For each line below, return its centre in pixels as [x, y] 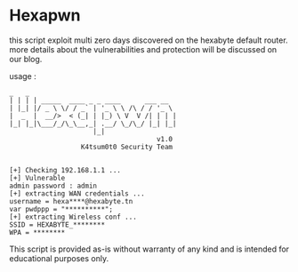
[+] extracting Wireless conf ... [73, 217]
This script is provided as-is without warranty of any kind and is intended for [149, 249]
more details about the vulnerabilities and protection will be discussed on [143, 49]
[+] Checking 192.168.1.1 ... [65, 170]
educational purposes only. [59, 258]
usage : [23, 76]
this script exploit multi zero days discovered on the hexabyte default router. [149, 40]
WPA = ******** [37, 232]
